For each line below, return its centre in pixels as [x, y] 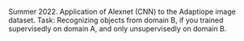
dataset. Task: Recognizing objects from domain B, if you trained [116, 20]
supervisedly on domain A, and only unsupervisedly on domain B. [118, 29]
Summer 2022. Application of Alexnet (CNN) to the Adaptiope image [122, 12]
